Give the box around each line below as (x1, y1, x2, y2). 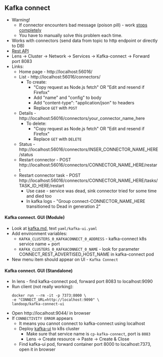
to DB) (11, 42, 25, 48)
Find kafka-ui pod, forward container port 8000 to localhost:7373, (19, 341, 152, 347)
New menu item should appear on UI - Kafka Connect (11, 257, 118, 262)
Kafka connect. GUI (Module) (4, 215, 65, 220)
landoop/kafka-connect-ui (11, 302, 64, 307)
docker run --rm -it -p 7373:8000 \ (11, 293, 86, 298)
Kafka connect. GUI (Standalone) (4, 268, 73, 274)
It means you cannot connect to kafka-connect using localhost (19, 320, 145, 326)
